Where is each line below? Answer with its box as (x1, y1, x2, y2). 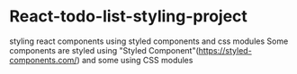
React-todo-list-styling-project (9, 6, 247, 27)
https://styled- (198, 45, 252, 55)
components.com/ (9, 54, 77, 65)
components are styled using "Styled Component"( (9, 45, 200, 55)
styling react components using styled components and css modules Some (9, 36, 289, 46)
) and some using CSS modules (76, 54, 193, 65)
